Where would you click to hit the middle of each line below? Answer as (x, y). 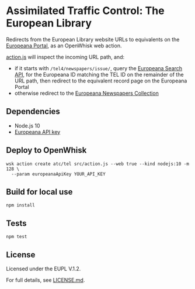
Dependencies (33, 111)
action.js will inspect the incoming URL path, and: (65, 57)
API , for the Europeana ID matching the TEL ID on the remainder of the (99, 74)
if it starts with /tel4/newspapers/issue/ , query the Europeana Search (98, 68)
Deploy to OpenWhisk (46, 150)
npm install (20, 205)
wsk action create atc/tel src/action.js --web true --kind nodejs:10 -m (98, 164)
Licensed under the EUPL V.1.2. (43, 269)
